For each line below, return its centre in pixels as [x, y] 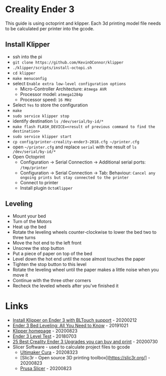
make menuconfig [30, 78]
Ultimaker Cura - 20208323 [49, 352]
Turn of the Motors [32, 221]
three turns [24, 237]
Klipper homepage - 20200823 [45, 331]
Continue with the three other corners [52, 280]
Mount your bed [29, 216]
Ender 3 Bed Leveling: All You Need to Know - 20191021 [70, 325]
